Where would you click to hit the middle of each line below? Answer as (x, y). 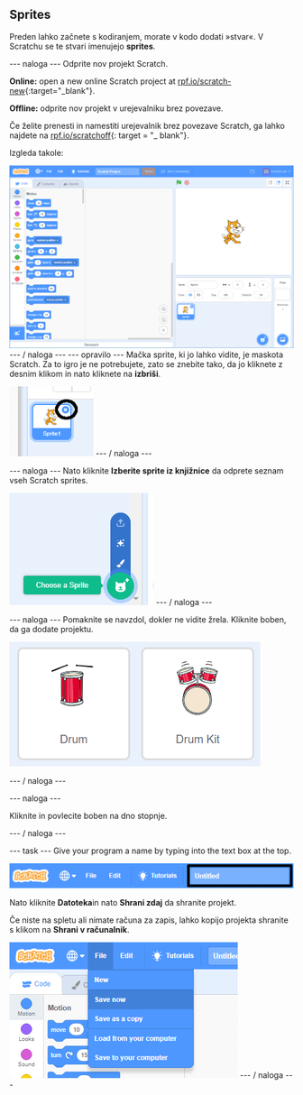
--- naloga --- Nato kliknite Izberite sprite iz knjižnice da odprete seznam (147, 471)
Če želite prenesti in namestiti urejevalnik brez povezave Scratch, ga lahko (147, 125)
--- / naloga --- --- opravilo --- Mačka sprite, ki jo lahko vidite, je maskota (147, 354)
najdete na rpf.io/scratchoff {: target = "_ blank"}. (99, 135)
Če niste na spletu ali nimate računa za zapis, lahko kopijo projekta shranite (149, 920)
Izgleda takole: (37, 152)
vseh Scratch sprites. (49, 481)
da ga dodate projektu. (51, 630)
